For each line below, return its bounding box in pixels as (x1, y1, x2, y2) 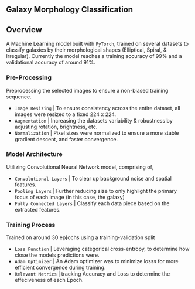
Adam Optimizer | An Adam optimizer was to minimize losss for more (14, 258, 179, 265)
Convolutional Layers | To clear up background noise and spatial (14, 175, 172, 182)
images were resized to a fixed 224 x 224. (14, 111, 117, 118)
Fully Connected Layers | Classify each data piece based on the (14, 199, 170, 207)
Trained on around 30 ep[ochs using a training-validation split (6, 234, 155, 241)
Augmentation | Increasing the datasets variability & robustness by (14, 117, 173, 124)
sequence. (6, 93, 32, 100)
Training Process (6, 220, 56, 229)
